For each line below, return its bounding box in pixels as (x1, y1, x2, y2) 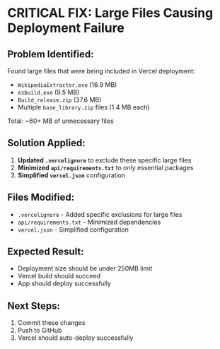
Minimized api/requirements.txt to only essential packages (17, 163, 194, 172)
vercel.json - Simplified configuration (17, 225, 129, 234)
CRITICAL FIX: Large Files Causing (7, 5, 214, 21)
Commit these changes (17, 319, 86, 327)
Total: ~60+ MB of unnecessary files (7, 117, 115, 125)
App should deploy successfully (17, 279, 112, 288)
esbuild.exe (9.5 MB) (17, 88, 80, 96)
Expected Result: (7, 246, 84, 258)
